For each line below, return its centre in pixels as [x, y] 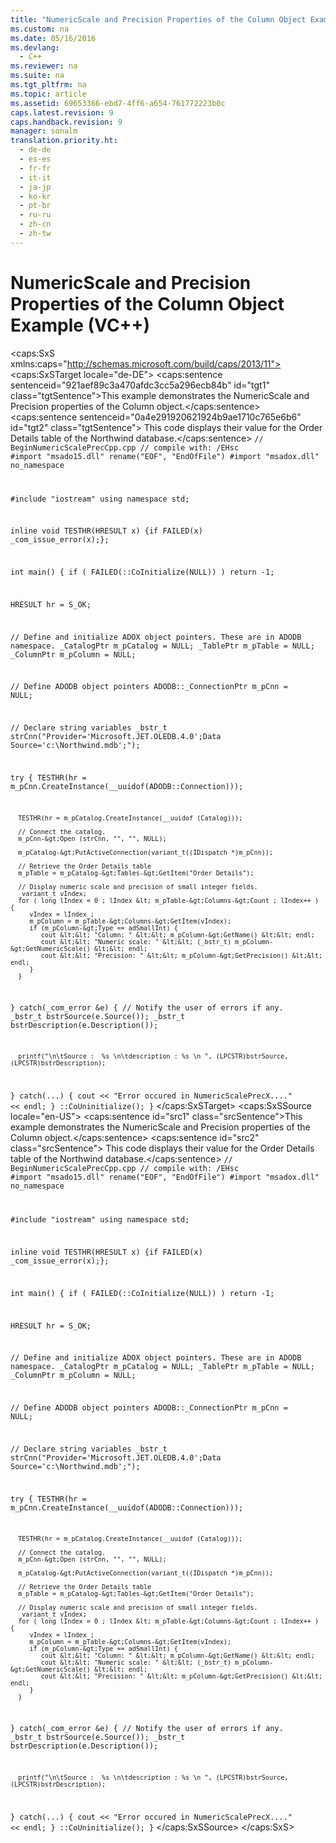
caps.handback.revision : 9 [66, 122]
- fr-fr [35, 168]
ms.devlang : [35, 47]
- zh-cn [35, 224]
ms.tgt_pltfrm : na [48, 85]
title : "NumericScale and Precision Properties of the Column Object [158, 19]
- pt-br [35, 206]
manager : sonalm [44, 131]
